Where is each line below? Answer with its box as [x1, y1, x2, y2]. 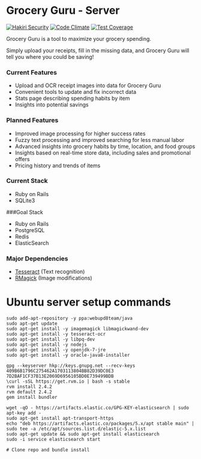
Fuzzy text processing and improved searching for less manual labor [14, 136, 185, 143]
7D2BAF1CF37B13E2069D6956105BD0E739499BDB [6, 374, 114, 380]
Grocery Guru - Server [6, 4, 120, 17]
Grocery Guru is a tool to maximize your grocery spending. [6, 35, 152, 42]
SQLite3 [14, 197, 35, 204]
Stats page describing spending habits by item [14, 94, 130, 102]
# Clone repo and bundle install [6, 447, 90, 453]
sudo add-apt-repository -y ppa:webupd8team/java [6, 315, 133, 322]
